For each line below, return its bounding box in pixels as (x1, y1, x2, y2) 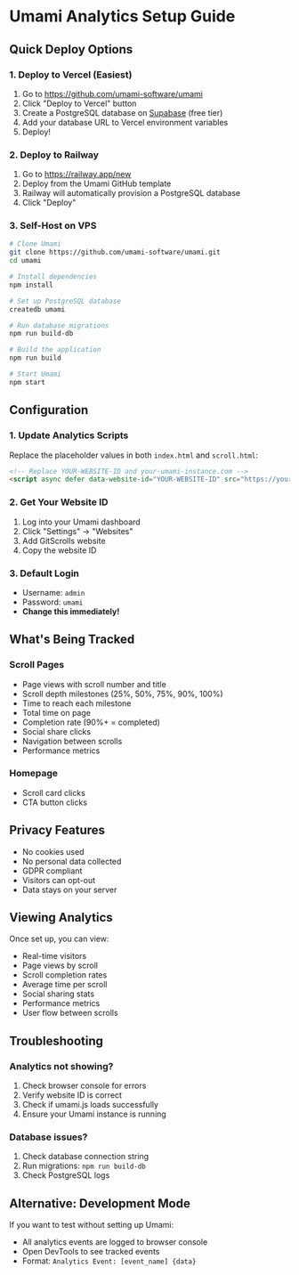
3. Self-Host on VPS (9, 220, 97, 232)
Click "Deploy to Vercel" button (21, 98, 137, 109)
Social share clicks (21, 726, 92, 736)
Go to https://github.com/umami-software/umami (21, 88, 203, 99)
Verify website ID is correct (21, 1090, 123, 1100)
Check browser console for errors (21, 1080, 147, 1092)
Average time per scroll (21, 979, 108, 990)
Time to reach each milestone (21, 697, 132, 709)
